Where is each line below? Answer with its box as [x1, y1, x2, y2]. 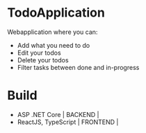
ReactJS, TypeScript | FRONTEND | [17, 118, 119, 126]
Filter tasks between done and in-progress [17, 63, 140, 71]
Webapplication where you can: [7, 28, 98, 36]
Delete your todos [17, 55, 69, 64]
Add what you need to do [17, 41, 90, 49]
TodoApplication [7, 5, 106, 21]
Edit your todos [17, 48, 61, 57]
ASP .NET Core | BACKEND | [17, 110, 99, 118]
